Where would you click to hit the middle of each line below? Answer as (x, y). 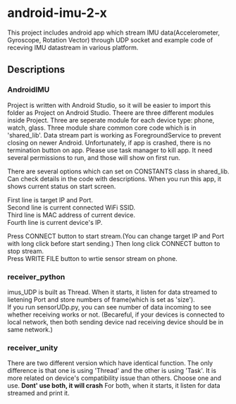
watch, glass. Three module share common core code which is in (102, 128)
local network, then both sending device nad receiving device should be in (116, 322)
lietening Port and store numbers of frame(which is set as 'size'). (101, 299)
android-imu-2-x (57, 13)
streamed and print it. (38, 393)
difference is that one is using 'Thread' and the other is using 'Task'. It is (112, 371)
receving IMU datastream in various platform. (73, 47)
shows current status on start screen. (62, 186)
